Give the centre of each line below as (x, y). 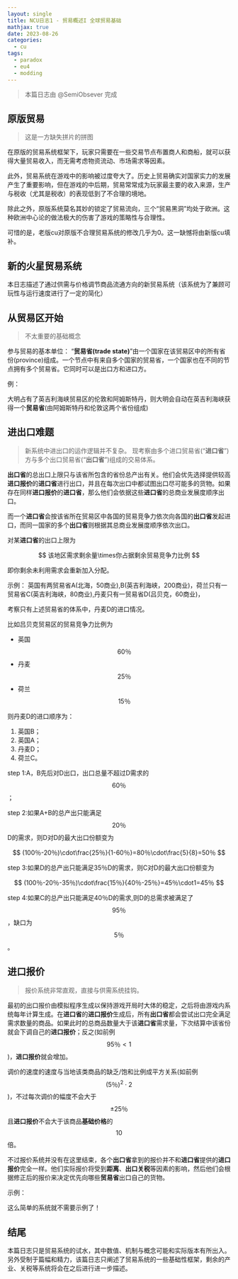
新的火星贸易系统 (45, 266)
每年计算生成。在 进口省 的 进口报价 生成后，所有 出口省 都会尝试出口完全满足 (122, 1014)
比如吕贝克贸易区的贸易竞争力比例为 (60, 624)
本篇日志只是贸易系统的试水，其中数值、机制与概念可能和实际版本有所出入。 (119, 1251)
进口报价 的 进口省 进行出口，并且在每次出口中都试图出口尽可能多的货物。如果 (119, 483)
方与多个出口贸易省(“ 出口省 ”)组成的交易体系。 (92, 459)
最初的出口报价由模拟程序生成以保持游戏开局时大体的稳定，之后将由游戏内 (116, 1005)
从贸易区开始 (35, 318)
